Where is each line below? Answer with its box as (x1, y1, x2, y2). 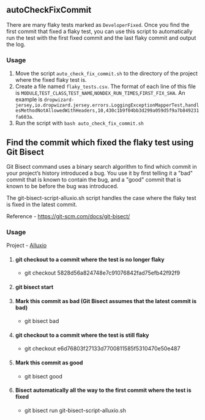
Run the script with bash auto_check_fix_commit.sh (15, 119, 144, 127)
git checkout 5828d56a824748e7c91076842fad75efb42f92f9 (24, 269, 181, 277)
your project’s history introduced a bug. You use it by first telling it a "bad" (6, 169, 193, 177)
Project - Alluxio (6, 241, 47, 249)
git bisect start (15, 284, 54, 291)
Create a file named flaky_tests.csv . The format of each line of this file (15, 83, 196, 90)
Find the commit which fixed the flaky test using (6, 137, 194, 147)
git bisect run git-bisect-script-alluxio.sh (24, 407, 127, 414)
